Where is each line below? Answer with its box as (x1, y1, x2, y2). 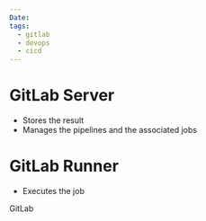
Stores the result (22, 115, 85, 126)
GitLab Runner (9, 156, 120, 176)
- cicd (17, 47, 42, 56)
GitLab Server (9, 85, 115, 106)
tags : (9, 22, 30, 31)
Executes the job (22, 186, 85, 196)
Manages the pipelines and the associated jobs (22, 125, 198, 136)
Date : (9, 13, 30, 22)
